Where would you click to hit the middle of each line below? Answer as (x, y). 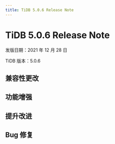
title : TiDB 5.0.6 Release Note (39, 10)
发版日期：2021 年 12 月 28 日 (36, 50)
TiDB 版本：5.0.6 (23, 61)
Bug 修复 (19, 135)
